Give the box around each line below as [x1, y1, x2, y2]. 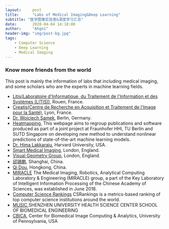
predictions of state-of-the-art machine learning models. [12, 136, 131, 142]
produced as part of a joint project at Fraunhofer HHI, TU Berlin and [12, 125, 153, 132]
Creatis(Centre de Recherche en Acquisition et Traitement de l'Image [12, 104, 156, 110]
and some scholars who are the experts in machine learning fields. [5, 83, 144, 89]
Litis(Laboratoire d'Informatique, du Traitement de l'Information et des [12, 93, 158, 99]
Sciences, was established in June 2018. [12, 185, 97, 192]
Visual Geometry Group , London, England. [12, 152, 100, 159]
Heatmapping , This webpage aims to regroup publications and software [12, 120, 162, 126]
